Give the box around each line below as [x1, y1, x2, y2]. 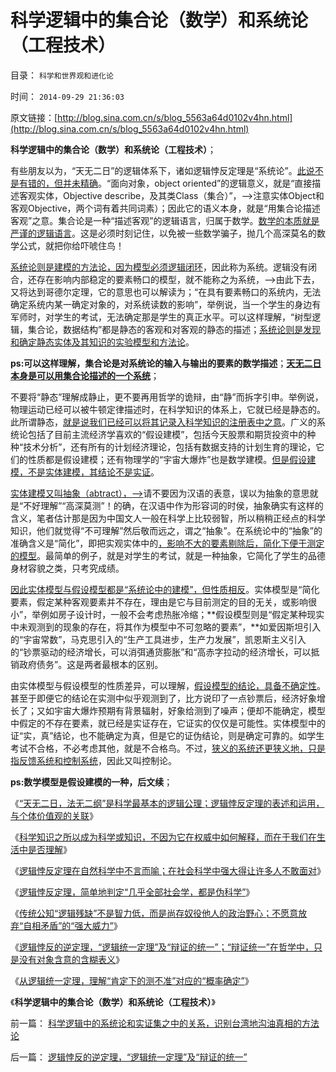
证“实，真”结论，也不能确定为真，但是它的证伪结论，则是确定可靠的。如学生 [10, 729, 325, 741]
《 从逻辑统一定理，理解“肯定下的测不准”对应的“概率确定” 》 [10, 974, 254, 986]
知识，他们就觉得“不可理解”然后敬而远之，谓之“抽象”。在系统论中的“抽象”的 [10, 524, 323, 536]
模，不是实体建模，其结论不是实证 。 [10, 466, 160, 478]
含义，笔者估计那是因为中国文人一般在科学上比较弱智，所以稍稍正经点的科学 [10, 512, 326, 524]
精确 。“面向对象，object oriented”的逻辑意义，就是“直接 [79, 177, 313, 189]
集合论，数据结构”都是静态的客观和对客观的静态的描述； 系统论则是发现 [27, 323, 322, 335]
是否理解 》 [27, 843, 72, 855]
